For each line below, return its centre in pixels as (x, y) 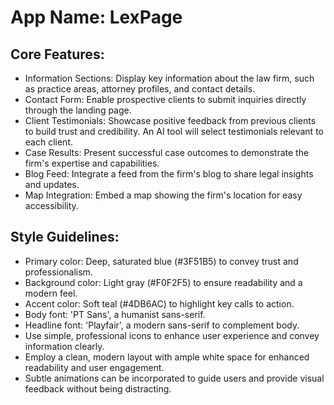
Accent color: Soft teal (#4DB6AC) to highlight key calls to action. (159, 303)
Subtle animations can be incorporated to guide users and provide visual (174, 378)
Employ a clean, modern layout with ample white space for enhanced (167, 357)
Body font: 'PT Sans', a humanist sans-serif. (115, 314)
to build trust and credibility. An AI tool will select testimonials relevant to (174, 131)
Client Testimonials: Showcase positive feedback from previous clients (170, 120)
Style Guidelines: (65, 237)
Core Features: (57, 54)
